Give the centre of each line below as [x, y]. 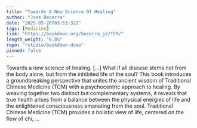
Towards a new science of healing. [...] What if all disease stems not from [96, 68]
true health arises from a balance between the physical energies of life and [98, 99]
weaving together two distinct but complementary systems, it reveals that [96, 93]
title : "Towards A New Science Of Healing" [61, 12]
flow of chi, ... [23, 118]
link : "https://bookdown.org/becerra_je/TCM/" [65, 34]
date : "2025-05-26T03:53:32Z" [44, 23]
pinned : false [24, 51]
